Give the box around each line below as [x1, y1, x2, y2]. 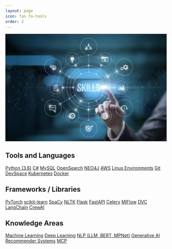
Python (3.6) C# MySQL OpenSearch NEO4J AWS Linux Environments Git [5, 165, 161, 171]
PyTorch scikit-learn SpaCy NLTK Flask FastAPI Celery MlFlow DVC [5, 198, 147, 205]
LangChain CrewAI [5, 204, 45, 210]
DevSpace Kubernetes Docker [5, 170, 69, 176]
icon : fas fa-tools [5, 13, 47, 19]
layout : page [5, 8, 33, 13]
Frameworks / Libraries [5, 185, 81, 194]
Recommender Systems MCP [5, 238, 68, 244]
